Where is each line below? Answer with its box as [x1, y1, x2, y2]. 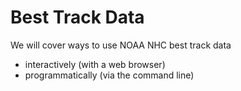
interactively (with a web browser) [24, 58, 166, 70]
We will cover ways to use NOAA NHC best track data [10, 39, 232, 51]
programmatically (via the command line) [24, 69, 195, 81]
